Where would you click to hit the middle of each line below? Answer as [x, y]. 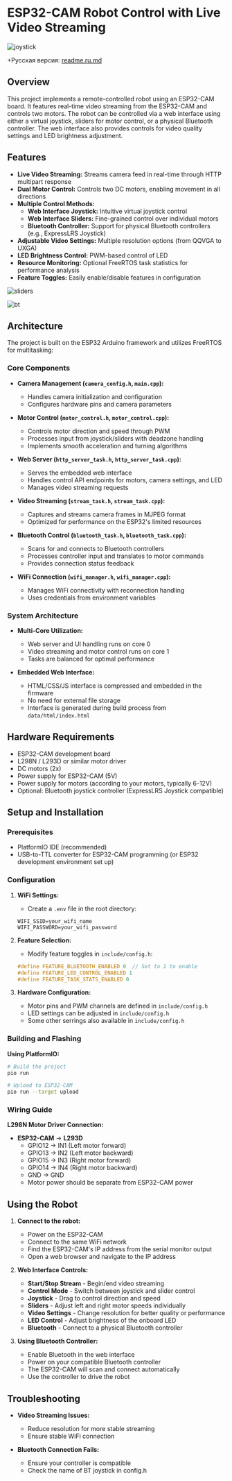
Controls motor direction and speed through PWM [99, 431]
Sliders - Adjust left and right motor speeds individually [106, 1305]
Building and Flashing [44, 1039]
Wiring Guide [30, 1110]
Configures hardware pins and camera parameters [99, 404]
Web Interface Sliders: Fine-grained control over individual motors [123, 218]
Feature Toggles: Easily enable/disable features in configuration [109, 277]
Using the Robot [43, 1204]
